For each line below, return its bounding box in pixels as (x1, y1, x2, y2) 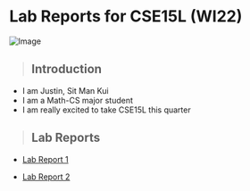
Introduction (30, 62, 103, 77)
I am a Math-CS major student (21, 95, 134, 105)
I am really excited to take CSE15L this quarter (21, 104, 191, 115)
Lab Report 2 (21, 171, 71, 182)
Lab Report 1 (21, 154, 69, 164)
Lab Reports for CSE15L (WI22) (9, 6, 243, 27)
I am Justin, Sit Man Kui (21, 85, 109, 95)
